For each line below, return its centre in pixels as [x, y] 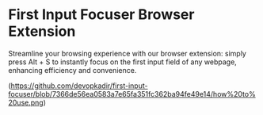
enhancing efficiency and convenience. [72, 70]
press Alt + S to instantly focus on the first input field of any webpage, [123, 62]
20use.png [26, 102]
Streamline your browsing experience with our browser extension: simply [128, 53]
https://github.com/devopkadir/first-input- [79, 86]
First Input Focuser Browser [101, 15]
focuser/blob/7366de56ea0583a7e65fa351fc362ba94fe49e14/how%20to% [132, 94]
